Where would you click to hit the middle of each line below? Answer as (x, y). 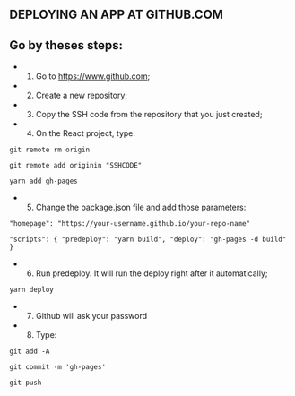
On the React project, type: (86, 133)
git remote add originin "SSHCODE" (76, 166)
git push (26, 383)
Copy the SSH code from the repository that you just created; (149, 115)
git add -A (30, 352)
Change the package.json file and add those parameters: (141, 207)
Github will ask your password (91, 316)
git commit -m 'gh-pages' (57, 367)
